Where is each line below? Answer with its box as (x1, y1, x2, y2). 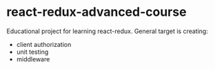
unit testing (16, 48, 49, 56)
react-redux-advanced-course (6, 4, 187, 20)
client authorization (16, 40, 72, 48)
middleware (16, 55, 50, 63)
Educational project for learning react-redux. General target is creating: (6, 27, 208, 35)
